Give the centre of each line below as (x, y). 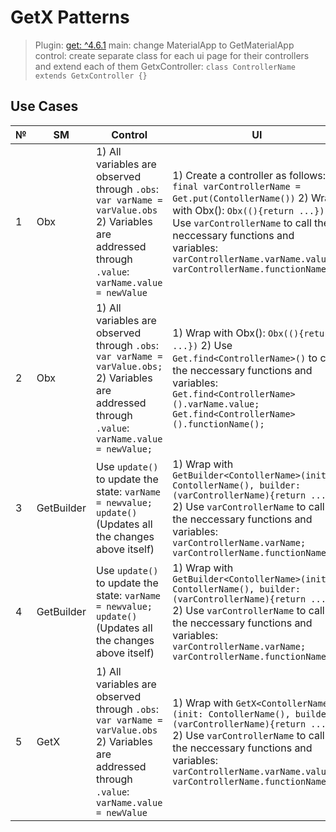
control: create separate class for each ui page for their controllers (172, 55)
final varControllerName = (236, 186)
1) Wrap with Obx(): (219, 333)
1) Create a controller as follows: (249, 175)
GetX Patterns (70, 17)
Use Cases (44, 106)
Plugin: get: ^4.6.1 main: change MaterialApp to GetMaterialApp (164, 45)
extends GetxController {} (91, 76)
